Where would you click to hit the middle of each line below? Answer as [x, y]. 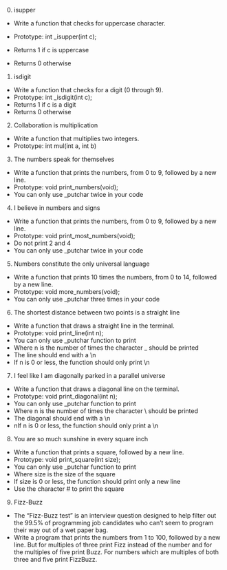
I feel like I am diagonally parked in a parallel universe [89, 376]
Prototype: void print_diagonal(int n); [66, 396]
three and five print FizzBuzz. [55, 559]
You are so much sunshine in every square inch [81, 439]
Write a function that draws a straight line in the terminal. [94, 326]
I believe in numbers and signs [57, 208]
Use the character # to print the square [69, 489]
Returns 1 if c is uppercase [51, 50]
